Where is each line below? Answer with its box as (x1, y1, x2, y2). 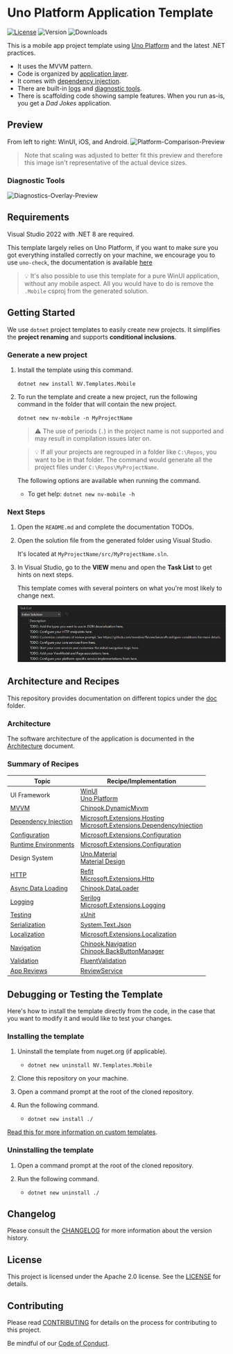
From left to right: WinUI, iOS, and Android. (7, 137, 130, 146)
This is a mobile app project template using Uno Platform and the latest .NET (7, 41, 225, 49)
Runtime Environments (10, 840, 75, 849)
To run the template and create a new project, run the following (17, 392, 198, 400)
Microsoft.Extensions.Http (80, 874, 155, 883)
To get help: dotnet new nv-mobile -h (27, 489, 135, 498)
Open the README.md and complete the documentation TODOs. (17, 523, 194, 532)
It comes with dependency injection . (17, 76, 121, 85)
